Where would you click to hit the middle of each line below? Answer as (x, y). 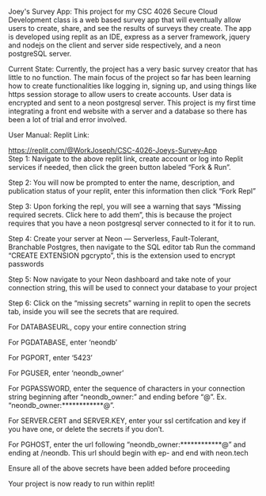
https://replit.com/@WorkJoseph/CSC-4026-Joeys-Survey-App (113, 150)
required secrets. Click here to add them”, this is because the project (120, 215)
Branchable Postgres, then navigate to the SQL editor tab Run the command (132, 247)
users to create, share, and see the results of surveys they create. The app (130, 28)
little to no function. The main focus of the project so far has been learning (129, 77)
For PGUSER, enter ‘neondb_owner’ (66, 373)
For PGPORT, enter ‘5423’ (50, 358)
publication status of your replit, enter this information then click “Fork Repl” (132, 191)
